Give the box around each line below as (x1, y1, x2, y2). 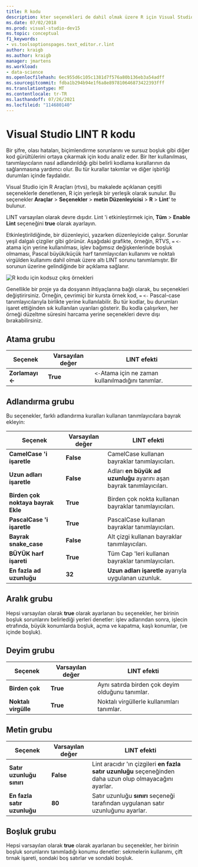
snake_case (9, 540, 43, 548)
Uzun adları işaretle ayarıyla (107, 566, 187, 575)
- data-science (6, 69, 44, 75)
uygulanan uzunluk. (107, 574, 162, 582)
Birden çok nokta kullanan (107, 495, 180, 503)
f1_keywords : (6, 36, 38, 42)
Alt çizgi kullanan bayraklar (107, 533, 183, 541)
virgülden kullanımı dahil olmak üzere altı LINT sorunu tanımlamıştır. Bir (6, 256, 178, 263)
